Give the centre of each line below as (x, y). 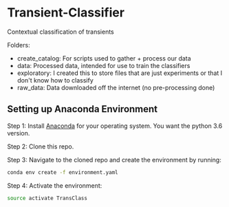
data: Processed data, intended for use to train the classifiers (103, 65)
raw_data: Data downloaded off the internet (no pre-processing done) (116, 87)
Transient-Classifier (66, 13)
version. (19, 133)
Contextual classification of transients (61, 32)
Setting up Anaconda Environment (83, 109)
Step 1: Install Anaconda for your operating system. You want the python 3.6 (115, 126)
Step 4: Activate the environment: (55, 185)
